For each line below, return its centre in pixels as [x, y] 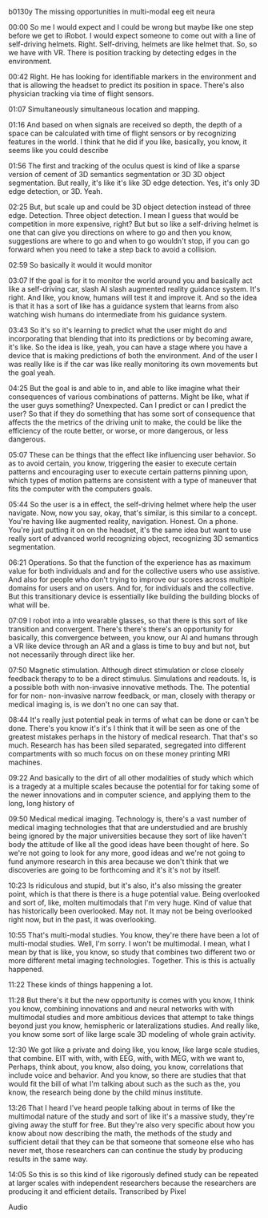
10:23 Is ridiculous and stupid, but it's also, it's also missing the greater [125, 885]
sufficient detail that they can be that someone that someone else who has [131, 1142]
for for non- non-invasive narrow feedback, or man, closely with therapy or [132, 696]
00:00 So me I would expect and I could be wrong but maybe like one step [131, 27]
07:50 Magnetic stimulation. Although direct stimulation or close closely [126, 670]
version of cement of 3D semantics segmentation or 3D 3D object [117, 174]
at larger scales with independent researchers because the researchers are [132, 1183]
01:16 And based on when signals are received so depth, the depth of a [125, 125]
